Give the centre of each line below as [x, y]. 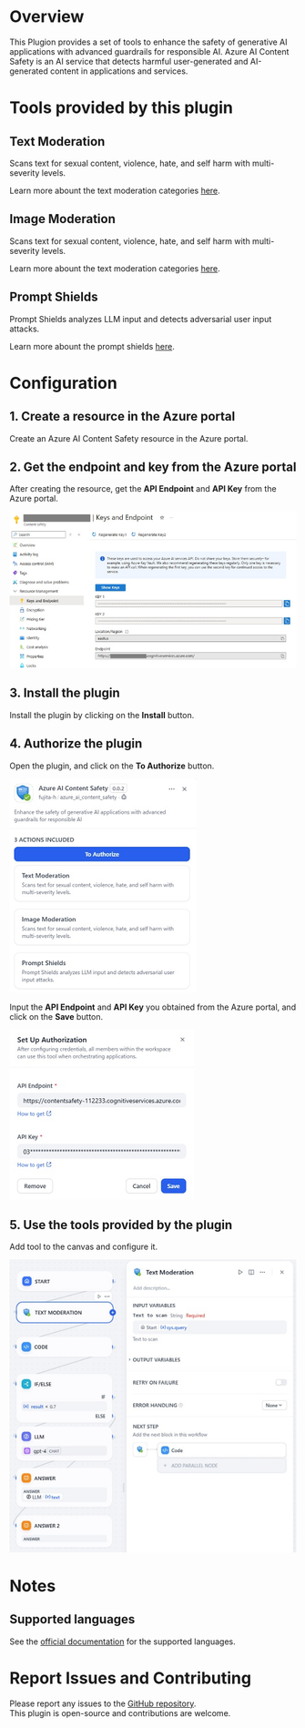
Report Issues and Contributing [131, 1678]
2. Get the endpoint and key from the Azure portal [153, 467]
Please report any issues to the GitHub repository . [103, 1703]
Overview [47, 17]
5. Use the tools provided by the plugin [121, 1225]
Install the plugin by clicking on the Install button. [102, 715]
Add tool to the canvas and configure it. [83, 1247]
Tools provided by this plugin [122, 108]
